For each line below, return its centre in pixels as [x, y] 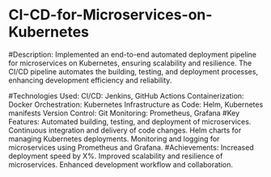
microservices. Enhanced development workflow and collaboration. [121, 164]
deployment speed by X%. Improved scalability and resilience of [116, 156]
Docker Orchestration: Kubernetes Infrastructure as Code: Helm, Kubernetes [136, 104]
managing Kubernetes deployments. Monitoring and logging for [114, 138]
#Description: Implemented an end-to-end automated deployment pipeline [133, 54]
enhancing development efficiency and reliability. [90, 80]
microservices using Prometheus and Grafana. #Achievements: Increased [131, 147]
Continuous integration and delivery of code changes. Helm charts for [125, 130]
